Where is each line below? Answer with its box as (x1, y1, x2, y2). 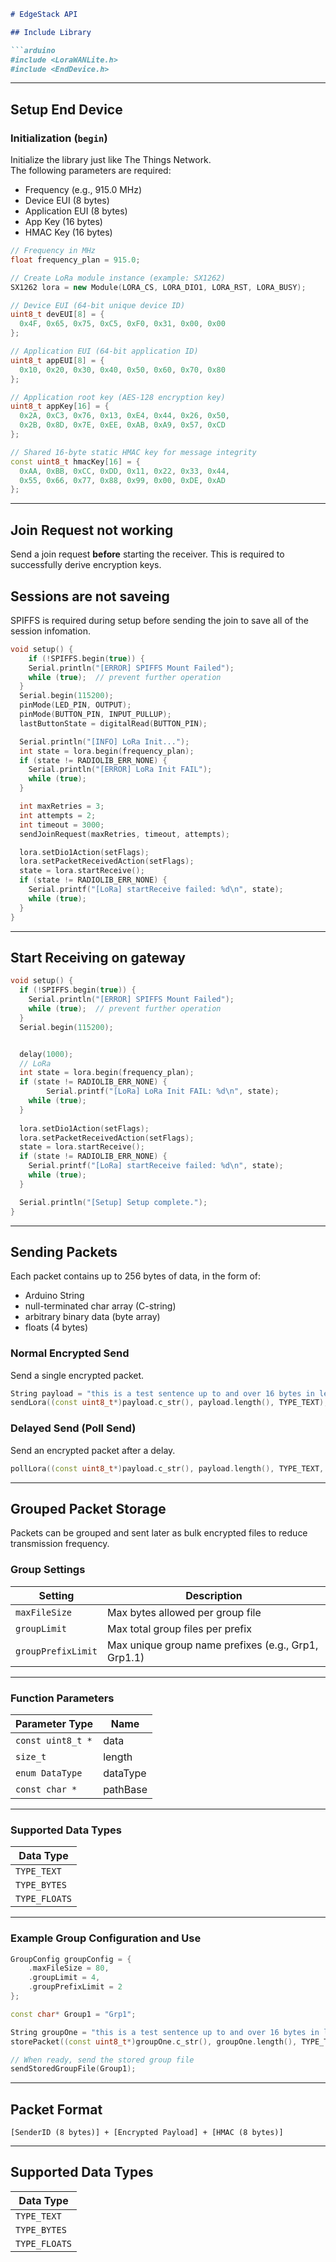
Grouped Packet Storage (10, 1500, 167, 1517)
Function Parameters (10, 1691, 115, 1705)
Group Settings (10, 1563, 86, 1577)
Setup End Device (10, 101, 123, 118)
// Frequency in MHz (10, 246, 97, 256)
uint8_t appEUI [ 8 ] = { (10, 355, 105, 365)
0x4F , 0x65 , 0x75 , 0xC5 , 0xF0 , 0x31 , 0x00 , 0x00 (19, 319, 226, 329)
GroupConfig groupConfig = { (10, 1954, 132, 1964)
